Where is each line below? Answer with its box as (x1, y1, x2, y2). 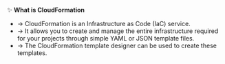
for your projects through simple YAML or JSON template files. (17, 34, 195, 42)
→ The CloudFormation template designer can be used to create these (17, 41, 217, 50)
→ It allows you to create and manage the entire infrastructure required (17, 27, 219, 35)
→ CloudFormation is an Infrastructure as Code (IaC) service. (17, 20, 191, 28)
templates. (17, 49, 47, 57)
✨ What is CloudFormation (7, 6, 85, 14)
